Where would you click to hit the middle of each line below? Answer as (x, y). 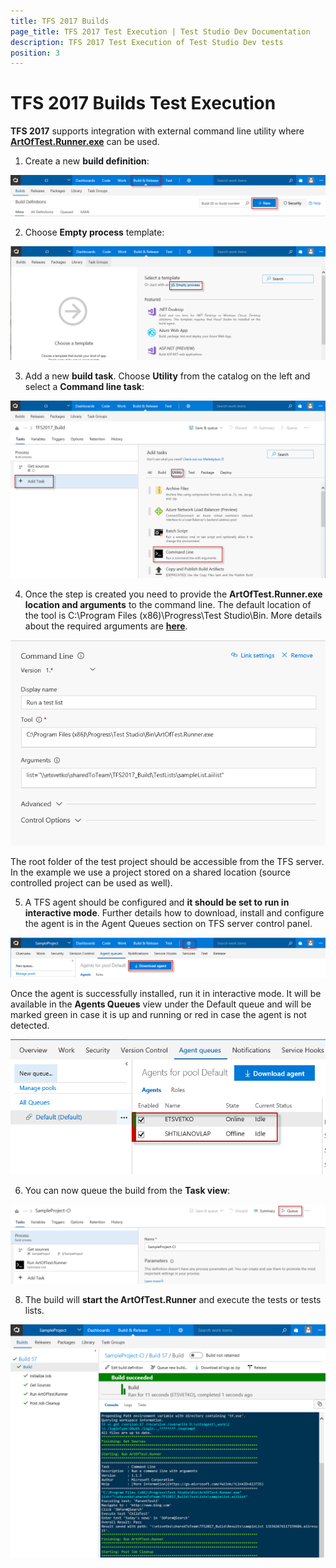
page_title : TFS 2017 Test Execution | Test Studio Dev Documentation (160, 31)
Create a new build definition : (87, 161)
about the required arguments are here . (106, 626)
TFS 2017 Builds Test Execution (143, 103)
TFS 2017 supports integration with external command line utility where (157, 131)
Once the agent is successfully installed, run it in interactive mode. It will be (166, 993)
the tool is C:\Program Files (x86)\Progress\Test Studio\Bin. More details (173, 616)
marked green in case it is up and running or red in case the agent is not (158, 1014)
